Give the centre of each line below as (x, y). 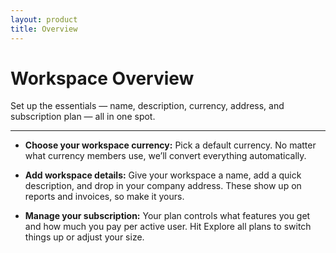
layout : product (44, 19)
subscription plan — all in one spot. (83, 117)
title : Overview (44, 29)
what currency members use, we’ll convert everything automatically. (165, 156)
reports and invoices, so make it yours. (104, 197)
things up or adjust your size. (84, 237)
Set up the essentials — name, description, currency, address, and (147, 106)
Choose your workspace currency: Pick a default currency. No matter (170, 145)
